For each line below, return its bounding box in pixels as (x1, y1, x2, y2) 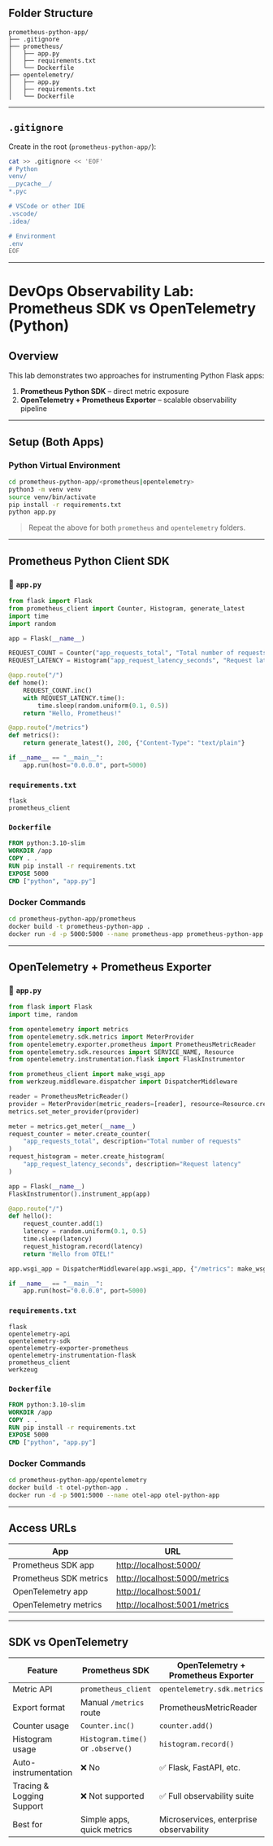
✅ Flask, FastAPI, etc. (158, 1761, 241, 1773)
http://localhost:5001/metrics (116, 1599, 229, 1610)
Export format (12, 1701, 66, 1713)
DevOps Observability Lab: (8, 282, 194, 300)
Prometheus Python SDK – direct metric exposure (19, 387, 189, 396)
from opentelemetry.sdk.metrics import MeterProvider (8, 1033, 195, 1041)
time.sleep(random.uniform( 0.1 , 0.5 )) (37, 702, 169, 710)
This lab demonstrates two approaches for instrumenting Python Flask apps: (8, 370, 265, 381)
